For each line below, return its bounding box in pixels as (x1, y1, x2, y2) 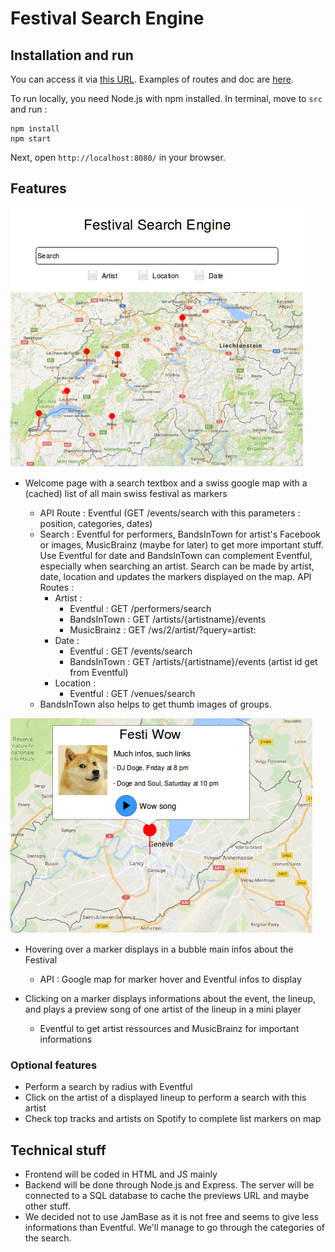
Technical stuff (10, 1142, 107, 1159)
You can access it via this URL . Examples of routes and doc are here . (10, 73, 294, 85)
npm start (10, 134, 52, 144)
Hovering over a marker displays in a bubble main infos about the (24, 943, 294, 955)
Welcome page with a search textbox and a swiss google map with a (24, 477, 308, 489)
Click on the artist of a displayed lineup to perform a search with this (24, 1092, 307, 1104)
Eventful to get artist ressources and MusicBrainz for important (39, 1022, 300, 1034)
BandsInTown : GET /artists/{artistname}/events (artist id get (69, 655, 318, 667)
